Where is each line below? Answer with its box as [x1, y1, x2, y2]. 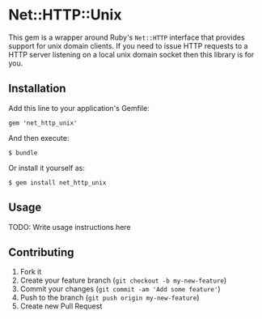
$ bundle [8, 148, 38, 157]
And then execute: [8, 133, 70, 142]
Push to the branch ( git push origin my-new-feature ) [19, 293, 200, 303]
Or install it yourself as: [8, 163, 85, 172]
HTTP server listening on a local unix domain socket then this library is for [8, 49, 255, 59]
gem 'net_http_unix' [8, 119, 78, 127]
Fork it [19, 267, 42, 277]
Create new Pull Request [19, 301, 103, 311]
